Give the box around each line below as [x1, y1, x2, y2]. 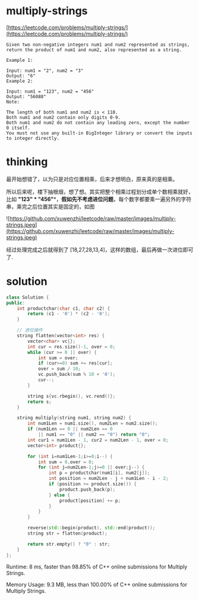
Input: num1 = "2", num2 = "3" [6, 67, 84, 74]
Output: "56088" [6, 93, 46, 99]
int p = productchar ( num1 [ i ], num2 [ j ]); [48, 470, 150, 476]
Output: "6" [6, 73, 36, 78]
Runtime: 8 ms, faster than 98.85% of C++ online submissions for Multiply [6, 563, 188, 570]
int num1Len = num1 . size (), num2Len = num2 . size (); [27, 420, 159, 426]
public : [6, 300, 26, 306]
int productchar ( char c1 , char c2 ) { [17, 305, 110, 312]
